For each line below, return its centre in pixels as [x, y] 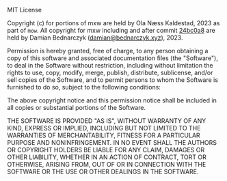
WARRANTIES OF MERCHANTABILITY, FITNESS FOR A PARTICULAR [104, 135]
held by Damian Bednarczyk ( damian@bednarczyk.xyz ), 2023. [95, 38]
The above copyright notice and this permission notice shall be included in [112, 100]
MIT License [25, 10]
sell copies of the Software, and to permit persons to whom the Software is [113, 80]
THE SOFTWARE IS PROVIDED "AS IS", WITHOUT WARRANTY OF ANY [107, 121]
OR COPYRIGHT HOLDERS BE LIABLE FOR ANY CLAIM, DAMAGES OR [106, 150]
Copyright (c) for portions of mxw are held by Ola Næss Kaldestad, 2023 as [113, 23]
